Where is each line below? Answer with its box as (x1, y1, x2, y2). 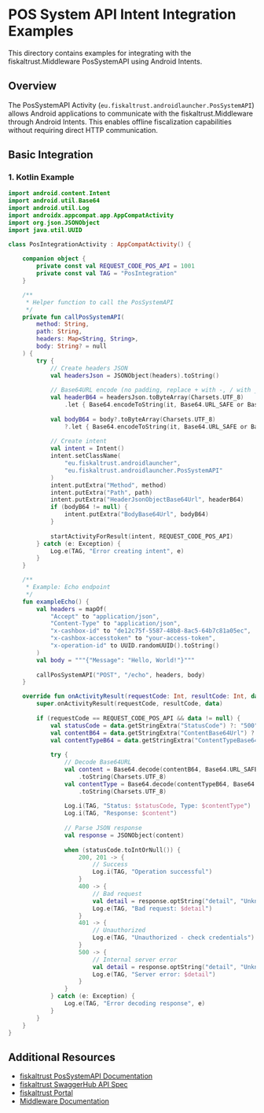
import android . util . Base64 (8, 197, 101, 205)
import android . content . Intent (8, 190, 111, 197)
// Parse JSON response (64, 824, 143, 832)
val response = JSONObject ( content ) (64, 831, 185, 839)
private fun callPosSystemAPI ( (22, 313, 125, 321)
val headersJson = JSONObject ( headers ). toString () (49, 371, 220, 379)
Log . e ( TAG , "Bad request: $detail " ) (92, 905, 213, 912)
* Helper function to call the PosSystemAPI (25, 298, 174, 306)
